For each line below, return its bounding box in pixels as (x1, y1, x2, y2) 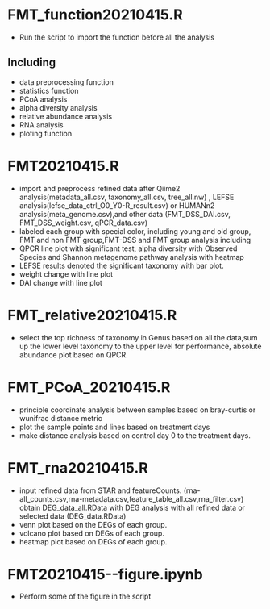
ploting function (19, 128, 73, 138)
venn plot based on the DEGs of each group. (19, 519, 168, 529)
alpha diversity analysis (19, 102, 98, 112)
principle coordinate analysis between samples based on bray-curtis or (19, 405, 256, 415)
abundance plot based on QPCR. (19, 349, 128, 360)
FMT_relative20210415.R (7, 306, 177, 324)
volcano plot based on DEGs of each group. (19, 528, 164, 538)
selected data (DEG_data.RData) (19, 511, 127, 521)
